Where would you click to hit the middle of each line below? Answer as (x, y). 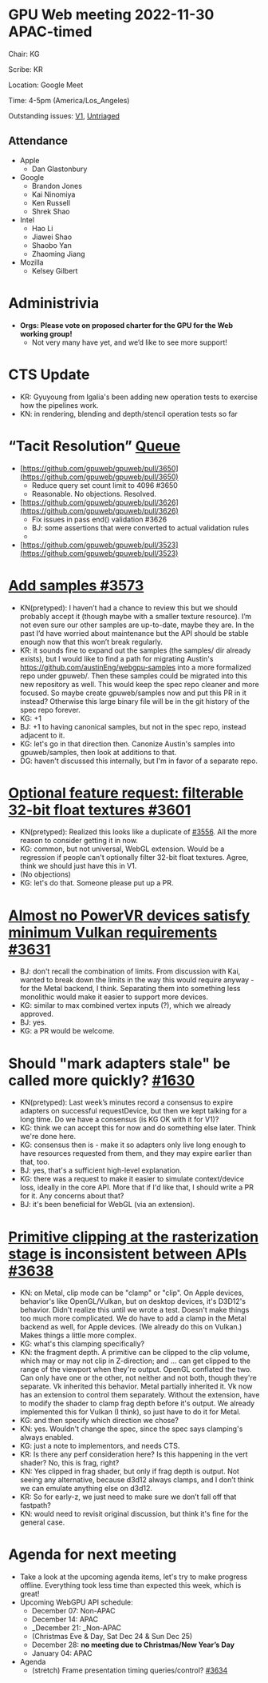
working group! (46, 334)
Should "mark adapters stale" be (119, 1063)
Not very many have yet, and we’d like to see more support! (129, 342)
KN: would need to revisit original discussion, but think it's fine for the (134, 1514)
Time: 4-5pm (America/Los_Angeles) (69, 100)
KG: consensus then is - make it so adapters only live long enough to (132, 1145)
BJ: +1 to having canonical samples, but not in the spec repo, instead (133, 726)
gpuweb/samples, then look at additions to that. (98, 752)
